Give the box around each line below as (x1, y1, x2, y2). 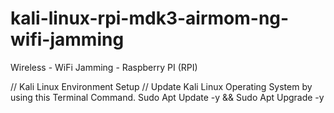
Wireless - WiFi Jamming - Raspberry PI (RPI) (10, 61, 198, 73)
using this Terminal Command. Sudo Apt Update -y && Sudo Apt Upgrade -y (10, 91, 325, 103)
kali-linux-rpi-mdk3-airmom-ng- (10, 7, 290, 30)
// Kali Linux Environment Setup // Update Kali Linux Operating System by (10, 80, 313, 92)
